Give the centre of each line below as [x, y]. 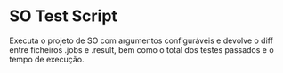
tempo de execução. [47, 59]
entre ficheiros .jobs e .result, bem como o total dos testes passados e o [141, 49]
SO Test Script [64, 16]
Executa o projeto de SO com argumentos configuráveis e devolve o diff [141, 40]
